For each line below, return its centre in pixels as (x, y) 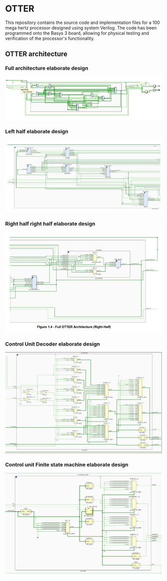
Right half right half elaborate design (50, 224)
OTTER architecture (37, 54)
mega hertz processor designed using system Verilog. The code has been (81, 27)
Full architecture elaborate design (47, 68)
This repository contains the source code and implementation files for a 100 (83, 22)
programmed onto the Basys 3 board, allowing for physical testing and (77, 33)
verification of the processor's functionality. (50, 38)
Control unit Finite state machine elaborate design (67, 465)
